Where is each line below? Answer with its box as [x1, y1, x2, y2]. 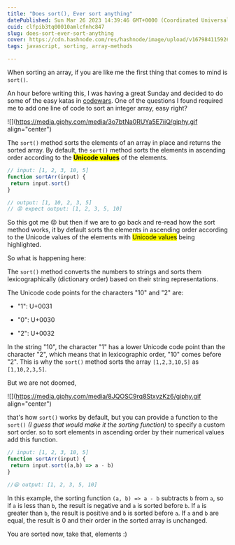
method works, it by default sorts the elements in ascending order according [7, 225, 228, 234]
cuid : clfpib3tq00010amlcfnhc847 [7, 23, 105, 30]
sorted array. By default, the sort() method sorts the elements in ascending [7, 146, 226, 154]
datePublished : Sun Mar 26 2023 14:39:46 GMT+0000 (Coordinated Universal [7, 17, 230, 24]
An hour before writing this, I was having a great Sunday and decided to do [7, 89, 224, 97]
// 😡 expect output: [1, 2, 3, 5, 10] [7, 206, 122, 213]
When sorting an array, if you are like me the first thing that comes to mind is [7, 68, 228, 76]
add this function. [7, 435, 58, 444]
